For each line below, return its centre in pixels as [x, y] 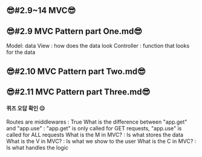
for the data [21, 52]
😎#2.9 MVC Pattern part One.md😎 [74, 31]
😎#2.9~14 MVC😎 [41, 11]
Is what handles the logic [37, 148]
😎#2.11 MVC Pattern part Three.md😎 [78, 92]
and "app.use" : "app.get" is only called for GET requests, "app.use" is [94, 129]
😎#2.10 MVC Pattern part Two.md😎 [76, 71]
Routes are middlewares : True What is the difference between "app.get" [97, 122]
